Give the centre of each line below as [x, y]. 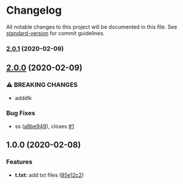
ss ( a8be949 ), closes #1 [44, 126]
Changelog [34, 10]
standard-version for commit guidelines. [55, 33]
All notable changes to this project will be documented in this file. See [92, 27]
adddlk [23, 98]
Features [19, 162]
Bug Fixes [21, 113]
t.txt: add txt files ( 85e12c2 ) [49, 175]
